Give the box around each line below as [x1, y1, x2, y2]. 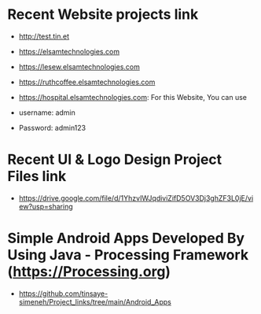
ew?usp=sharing [18, 201, 74, 211]
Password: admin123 [18, 123, 86, 132]
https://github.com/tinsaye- [18, 289, 108, 298]
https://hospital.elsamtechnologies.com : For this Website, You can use [18, 92, 248, 102]
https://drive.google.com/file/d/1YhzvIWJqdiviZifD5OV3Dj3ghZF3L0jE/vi [18, 193, 254, 202]
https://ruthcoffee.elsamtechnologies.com [18, 77, 156, 87]
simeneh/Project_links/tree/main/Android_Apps [18, 297, 172, 306]
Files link [7, 168, 67, 186]
